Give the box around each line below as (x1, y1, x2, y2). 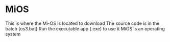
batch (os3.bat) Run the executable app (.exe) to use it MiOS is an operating (5, 25, 165, 31)
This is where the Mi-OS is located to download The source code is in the (5, 20, 160, 26)
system (5, 31, 21, 37)
